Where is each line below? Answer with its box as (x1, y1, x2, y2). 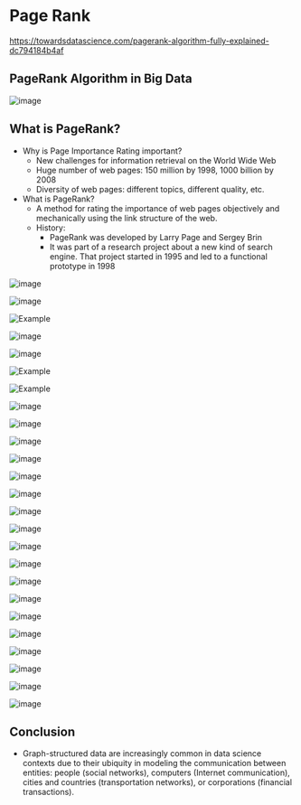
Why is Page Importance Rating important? (22, 145, 183, 156)
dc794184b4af (9, 44, 64, 55)
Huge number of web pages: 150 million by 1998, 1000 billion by (35, 164, 274, 175)
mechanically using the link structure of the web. (35, 212, 218, 223)
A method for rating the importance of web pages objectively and (35, 202, 280, 213)
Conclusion (9, 724, 76, 739)
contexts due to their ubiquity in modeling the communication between (22, 758, 287, 769)
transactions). (22, 787, 75, 798)
